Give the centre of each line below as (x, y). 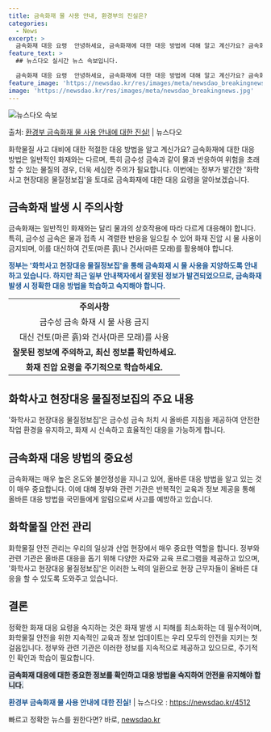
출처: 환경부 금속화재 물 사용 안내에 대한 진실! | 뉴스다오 (96, 132)
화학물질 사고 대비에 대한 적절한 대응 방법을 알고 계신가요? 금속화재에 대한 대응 (132, 149)
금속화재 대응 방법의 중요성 (71, 458)
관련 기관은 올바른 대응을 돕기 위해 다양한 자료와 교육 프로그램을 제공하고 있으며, (134, 558)
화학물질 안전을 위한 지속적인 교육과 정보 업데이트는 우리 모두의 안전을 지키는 (129, 637)
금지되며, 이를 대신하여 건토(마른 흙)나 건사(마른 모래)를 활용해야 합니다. (121, 248)
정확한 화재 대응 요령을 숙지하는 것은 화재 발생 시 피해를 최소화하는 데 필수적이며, (135, 627)
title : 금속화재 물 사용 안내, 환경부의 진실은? (78, 16)
